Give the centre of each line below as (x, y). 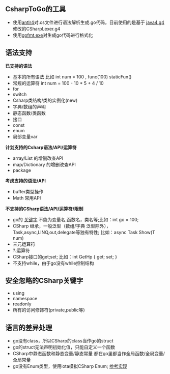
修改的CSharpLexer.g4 (36, 28)
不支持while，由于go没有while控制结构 (53, 263)
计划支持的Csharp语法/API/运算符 (41, 147)
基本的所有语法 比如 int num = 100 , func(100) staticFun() (72, 77)
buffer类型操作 (28, 191)
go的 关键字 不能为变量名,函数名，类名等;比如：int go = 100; (76, 219)
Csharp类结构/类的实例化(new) (45, 100)
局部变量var (25, 136)
